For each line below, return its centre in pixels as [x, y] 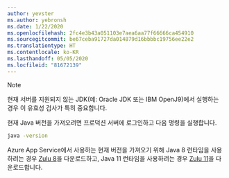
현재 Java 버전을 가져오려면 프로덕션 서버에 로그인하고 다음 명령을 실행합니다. [112, 123]
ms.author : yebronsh [37, 20]
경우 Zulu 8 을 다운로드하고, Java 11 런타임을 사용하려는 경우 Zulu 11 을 [120, 158]
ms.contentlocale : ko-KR [43, 53]
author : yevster [31, 14]
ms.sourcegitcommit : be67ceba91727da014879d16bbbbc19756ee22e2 [101, 39]
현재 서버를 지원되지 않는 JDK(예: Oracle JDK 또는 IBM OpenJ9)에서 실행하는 [113, 99]
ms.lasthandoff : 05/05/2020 [48, 59]
